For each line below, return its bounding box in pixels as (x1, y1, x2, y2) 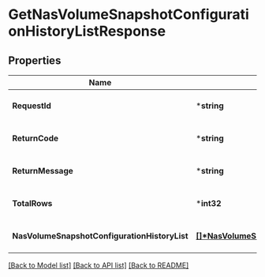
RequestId (12, 100, 51, 111)
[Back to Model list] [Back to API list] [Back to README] (8, 260, 189, 270)
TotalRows (12, 198, 53, 208)
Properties (8, 54, 62, 67)
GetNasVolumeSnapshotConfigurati (8, 6, 250, 24)
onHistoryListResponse (8, 22, 166, 40)
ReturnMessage (12, 166, 73, 176)
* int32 (196, 198, 222, 208)
